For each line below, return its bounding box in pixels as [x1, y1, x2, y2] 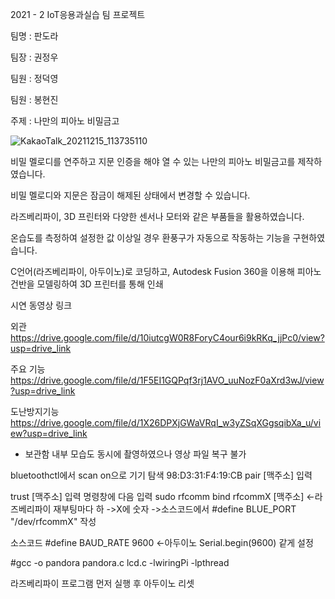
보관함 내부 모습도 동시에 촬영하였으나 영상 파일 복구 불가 [24, 448, 247, 460]
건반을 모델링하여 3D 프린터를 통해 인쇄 [10, 278, 164, 290]
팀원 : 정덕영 [10, 73, 59, 84]
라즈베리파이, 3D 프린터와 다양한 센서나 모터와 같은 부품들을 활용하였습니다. [10, 211, 305, 222]
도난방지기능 [10, 406, 60, 417]
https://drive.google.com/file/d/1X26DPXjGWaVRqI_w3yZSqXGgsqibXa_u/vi [10, 417, 322, 428]
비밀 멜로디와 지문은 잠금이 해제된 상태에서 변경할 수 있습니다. [10, 189, 251, 201]
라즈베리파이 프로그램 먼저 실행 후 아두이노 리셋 [10, 578, 195, 589]
